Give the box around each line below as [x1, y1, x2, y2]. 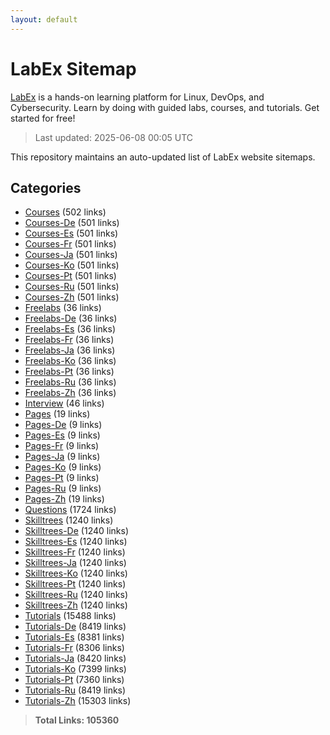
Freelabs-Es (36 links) [24, 323, 117, 335]
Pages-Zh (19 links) [24, 493, 105, 505]
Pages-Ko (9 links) [24, 461, 102, 473]
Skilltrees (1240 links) [24, 514, 114, 526]
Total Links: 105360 [34, 714, 120, 726]
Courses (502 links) [24, 206, 107, 218]
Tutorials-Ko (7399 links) [24, 663, 127, 675]
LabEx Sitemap [10, 57, 137, 80]
